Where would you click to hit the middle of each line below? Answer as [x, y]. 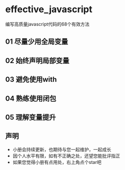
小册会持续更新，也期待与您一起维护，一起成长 [62, 149]
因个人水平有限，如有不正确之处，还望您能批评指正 [66, 156]
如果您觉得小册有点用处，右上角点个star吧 [57, 162]
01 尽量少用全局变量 [37, 42]
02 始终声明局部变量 [37, 60]
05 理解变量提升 [31, 117]
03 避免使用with [31, 80]
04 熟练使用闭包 [31, 98]
